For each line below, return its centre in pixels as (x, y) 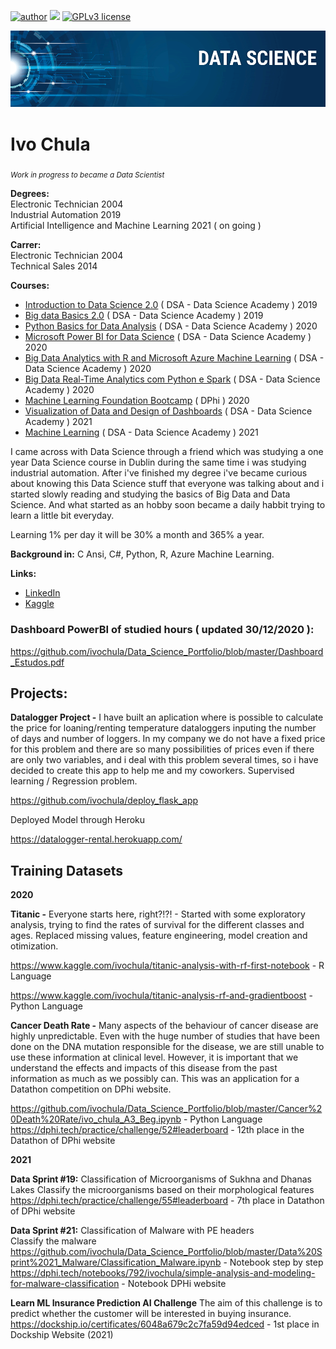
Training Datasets (66, 870)
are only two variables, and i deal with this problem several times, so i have (164, 760)
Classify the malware (53, 1241)
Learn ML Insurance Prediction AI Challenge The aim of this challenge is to (166, 1303)
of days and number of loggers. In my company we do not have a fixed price (168, 739)
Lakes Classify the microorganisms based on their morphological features (162, 1190)
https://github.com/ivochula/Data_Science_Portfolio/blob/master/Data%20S (166, 1252)
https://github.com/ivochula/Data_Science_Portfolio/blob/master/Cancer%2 (166, 1109)
